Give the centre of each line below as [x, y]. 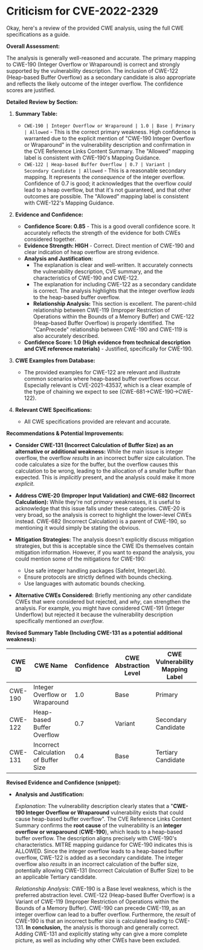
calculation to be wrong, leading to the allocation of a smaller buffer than [105, 471]
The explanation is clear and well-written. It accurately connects [113, 264]
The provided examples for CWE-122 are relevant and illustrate [102, 372]
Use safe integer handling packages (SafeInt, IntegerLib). [95, 570]
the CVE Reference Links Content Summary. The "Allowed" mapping [109, 151]
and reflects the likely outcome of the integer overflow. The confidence [95, 84]
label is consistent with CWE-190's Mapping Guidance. [92, 157]
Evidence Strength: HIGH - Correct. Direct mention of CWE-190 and [109, 245]
